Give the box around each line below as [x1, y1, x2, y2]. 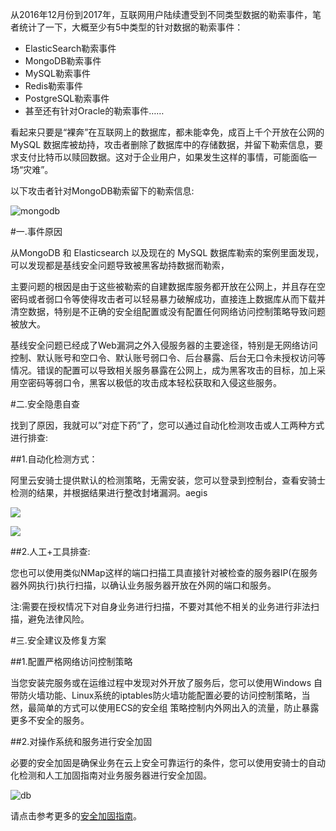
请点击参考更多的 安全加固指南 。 [10, 810, 142, 822]
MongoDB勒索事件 [24, 55, 102, 67]
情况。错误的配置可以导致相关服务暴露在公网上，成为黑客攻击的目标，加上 [10, 364, 317, 376]
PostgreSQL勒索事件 [24, 93, 110, 104]
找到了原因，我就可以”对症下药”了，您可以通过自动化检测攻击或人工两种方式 [10, 419, 325, 431]
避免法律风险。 [27, 613, 90, 625]
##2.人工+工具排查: [10, 546, 91, 557]
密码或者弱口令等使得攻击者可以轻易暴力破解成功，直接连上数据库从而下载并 [10, 293, 326, 305]
